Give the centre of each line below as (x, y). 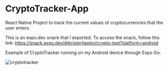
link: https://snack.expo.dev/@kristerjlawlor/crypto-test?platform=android (82, 42)
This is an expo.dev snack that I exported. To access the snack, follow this (82, 37)
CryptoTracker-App (47, 9)
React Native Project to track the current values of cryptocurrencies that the (84, 22)
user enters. (18, 27)
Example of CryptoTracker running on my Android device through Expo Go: (83, 52)
